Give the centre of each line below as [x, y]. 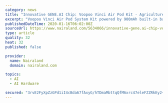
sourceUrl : [16, 28]
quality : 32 [17, 38]
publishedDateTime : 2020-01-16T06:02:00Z [49, 24]
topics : [13, 74]
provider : [15, 56]
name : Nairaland [26, 60]
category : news [21, 10]
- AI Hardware [24, 84]
